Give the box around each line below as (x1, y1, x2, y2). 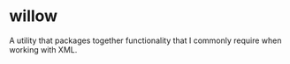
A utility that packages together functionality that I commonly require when (9, 35, 282, 46)
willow (9, 6, 58, 26)
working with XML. (9, 44, 78, 54)
